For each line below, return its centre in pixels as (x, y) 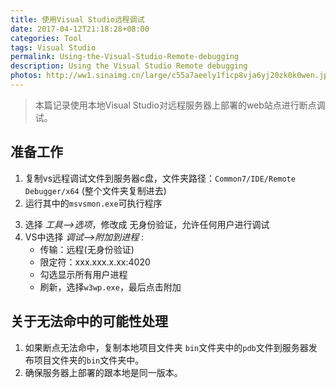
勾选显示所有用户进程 (83, 274)
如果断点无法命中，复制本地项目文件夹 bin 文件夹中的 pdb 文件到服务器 (166, 347)
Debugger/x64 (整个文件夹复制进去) (95, 190)
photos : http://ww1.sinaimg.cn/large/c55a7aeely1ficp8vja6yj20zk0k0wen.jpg (171, 76)
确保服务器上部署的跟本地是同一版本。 (103, 372)
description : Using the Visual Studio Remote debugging (129, 66)
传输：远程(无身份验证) (87, 249)
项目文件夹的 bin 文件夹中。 (89, 360)
